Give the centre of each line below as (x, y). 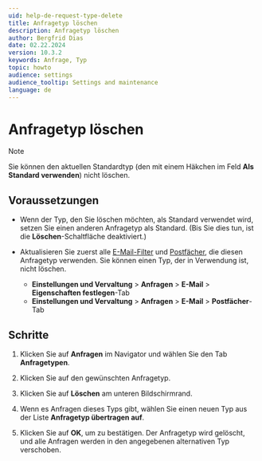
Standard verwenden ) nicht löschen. (69, 175)
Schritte (29, 335)
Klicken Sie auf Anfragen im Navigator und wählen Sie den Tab (123, 354)
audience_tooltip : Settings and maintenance (83, 82)
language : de (30, 90)
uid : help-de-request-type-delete (66, 16)
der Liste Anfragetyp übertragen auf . (82, 417)
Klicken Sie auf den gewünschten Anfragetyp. (95, 378)
